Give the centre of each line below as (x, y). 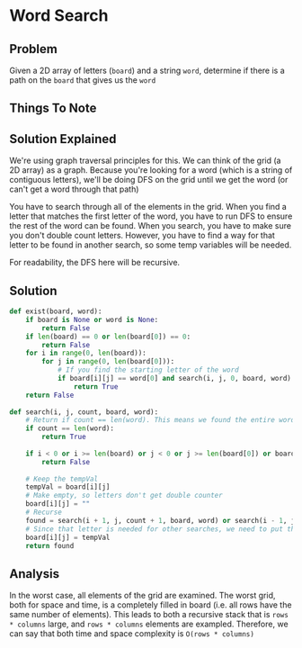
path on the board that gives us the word (83, 80)
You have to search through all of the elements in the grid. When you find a (148, 207)
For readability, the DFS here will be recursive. (95, 263)
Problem (34, 49)
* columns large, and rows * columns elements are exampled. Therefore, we (149, 624)
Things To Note (53, 108)
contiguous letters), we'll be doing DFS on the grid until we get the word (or (149, 180)
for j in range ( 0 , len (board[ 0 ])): (108, 362)
